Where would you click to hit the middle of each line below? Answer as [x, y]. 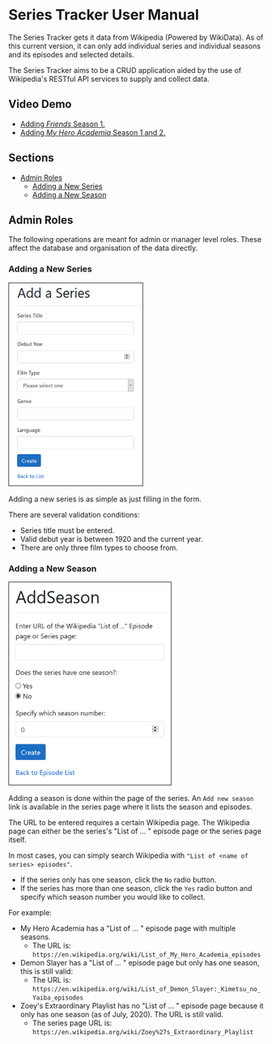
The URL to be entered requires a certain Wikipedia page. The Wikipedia [129, 822]
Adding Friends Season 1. [62, 124]
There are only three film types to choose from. [99, 548]
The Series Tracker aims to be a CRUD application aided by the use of [125, 70]
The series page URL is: [72, 1023]
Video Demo [40, 104]
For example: [30, 912]
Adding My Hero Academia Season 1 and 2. [93, 132]
